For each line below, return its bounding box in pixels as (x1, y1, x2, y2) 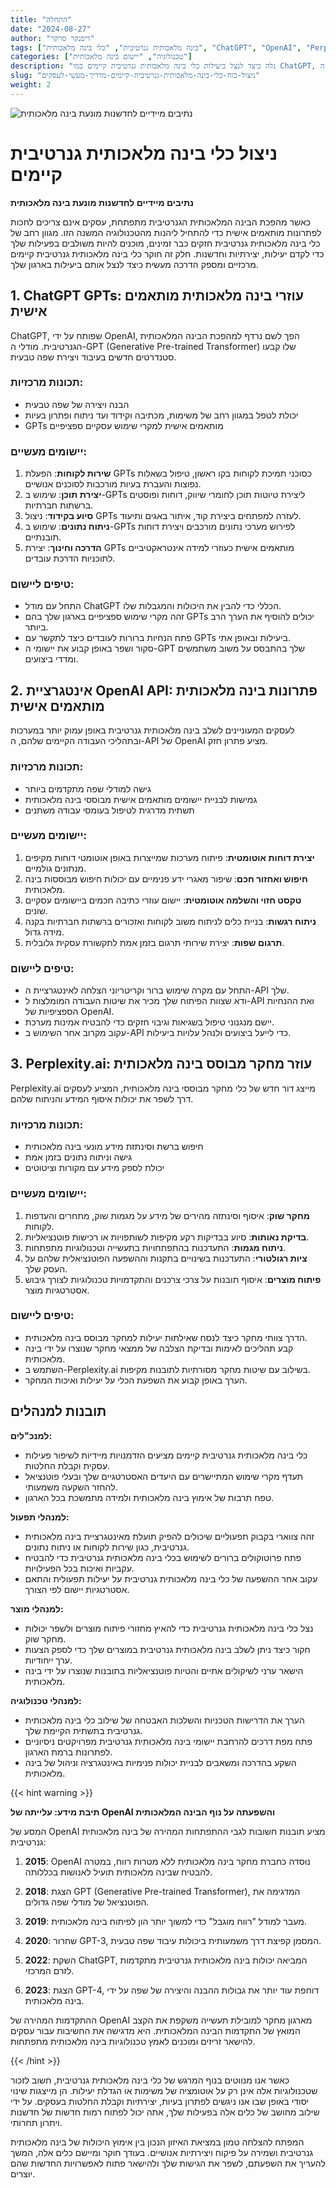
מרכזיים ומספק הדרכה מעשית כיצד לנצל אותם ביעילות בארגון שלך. (10, 258, 259, 270)
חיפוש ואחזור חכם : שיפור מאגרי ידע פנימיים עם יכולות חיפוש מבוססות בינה (24, 872, 308, 885)
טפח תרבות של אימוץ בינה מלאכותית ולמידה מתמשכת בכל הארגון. (24, 1491, 275, 1503)
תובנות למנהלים (10, 1403, 107, 1420)
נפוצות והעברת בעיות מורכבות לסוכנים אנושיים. (24, 478, 202, 490)
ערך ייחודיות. (24, 1654, 73, 1666)
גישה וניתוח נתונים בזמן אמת (24, 1151, 133, 1163)
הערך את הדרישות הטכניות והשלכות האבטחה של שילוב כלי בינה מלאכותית (24, 1714, 305, 1726)
